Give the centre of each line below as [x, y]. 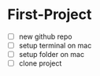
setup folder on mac [51, 55]
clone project [40, 63]
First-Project [50, 15]
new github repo [45, 36]
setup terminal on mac [55, 46]
